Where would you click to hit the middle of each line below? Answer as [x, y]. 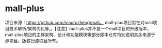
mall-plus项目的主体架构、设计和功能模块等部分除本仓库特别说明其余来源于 [80, 34]
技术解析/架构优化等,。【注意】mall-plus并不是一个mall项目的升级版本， [80, 28]
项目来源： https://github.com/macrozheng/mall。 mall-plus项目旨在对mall [79, 22]
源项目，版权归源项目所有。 [33, 40]
